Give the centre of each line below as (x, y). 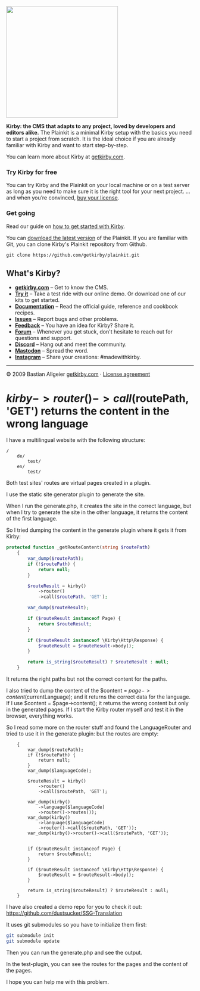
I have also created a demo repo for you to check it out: (74, 907)
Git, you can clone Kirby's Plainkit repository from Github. (77, 244)
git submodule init (30, 936)
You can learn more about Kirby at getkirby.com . (66, 157)
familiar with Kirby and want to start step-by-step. (67, 145)
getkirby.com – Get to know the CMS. (61, 288)
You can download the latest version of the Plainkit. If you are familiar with (97, 238)
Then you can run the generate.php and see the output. (74, 952)
